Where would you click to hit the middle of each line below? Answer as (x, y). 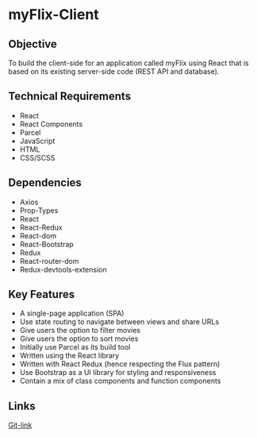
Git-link (20, 425)
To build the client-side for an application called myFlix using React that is (129, 63)
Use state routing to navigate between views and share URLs (119, 322)
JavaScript (37, 141)
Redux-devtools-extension (63, 269)
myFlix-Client (54, 15)
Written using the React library (69, 356)
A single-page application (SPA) (72, 313)
